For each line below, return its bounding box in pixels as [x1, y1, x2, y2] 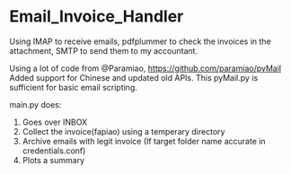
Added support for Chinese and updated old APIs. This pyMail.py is [9, 72, 259, 83]
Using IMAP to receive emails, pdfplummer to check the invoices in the [9, 36, 271, 47]
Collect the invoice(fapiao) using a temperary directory [22, 126, 225, 136]
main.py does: [9, 99, 62, 109]
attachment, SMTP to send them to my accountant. [9, 45, 198, 56]
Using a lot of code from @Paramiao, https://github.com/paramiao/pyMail [9, 63, 281, 74]
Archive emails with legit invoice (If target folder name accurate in [22, 135, 267, 146]
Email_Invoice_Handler [9, 6, 184, 27]
